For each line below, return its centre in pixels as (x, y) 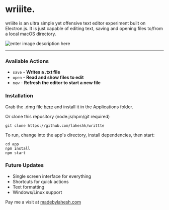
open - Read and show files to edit (48, 77)
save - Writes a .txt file (36, 72)
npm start (16, 153)
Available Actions (27, 61)
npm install (18, 148)
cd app (12, 144)
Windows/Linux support (37, 192)
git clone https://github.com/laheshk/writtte (55, 126)
